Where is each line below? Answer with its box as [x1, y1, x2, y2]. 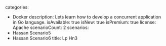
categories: [5, 4, 29, 10]
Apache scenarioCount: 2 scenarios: [12, 24, 89, 30]
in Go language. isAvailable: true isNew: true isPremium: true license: [12, 19, 156, 25]
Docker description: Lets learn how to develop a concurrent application [12, 14, 161, 19]
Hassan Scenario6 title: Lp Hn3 [12, 35, 77, 41]
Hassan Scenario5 [12, 30, 51, 35]
